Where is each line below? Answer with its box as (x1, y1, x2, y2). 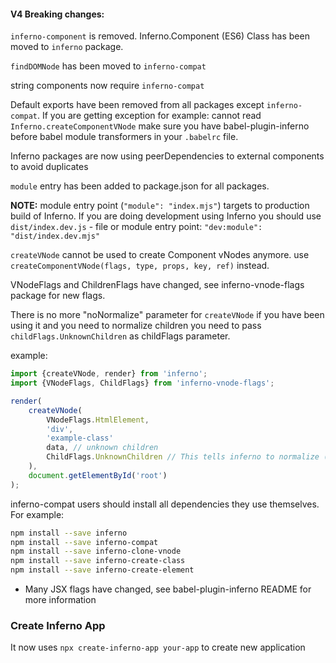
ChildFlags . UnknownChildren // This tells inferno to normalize (46, 452, 320, 462)
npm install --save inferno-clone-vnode (10, 546, 182, 557)
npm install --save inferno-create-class (10, 556, 186, 566)
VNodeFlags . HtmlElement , (46, 415, 150, 425)
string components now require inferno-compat (10, 80, 205, 92)
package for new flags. (10, 290, 106, 302)
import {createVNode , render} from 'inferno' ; (10, 369, 208, 379)
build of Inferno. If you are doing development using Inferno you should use (10, 210, 322, 222)
